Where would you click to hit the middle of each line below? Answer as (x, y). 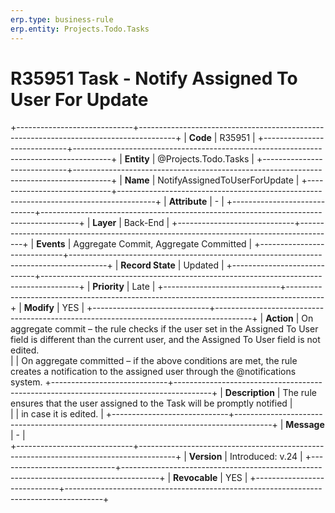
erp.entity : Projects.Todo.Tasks (80, 29)
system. (26, 382)
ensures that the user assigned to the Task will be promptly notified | (151, 403)
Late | (143, 287)
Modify (39, 308)
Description (249, 393)
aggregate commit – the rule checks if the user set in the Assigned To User (164, 329)
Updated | (204, 265)
